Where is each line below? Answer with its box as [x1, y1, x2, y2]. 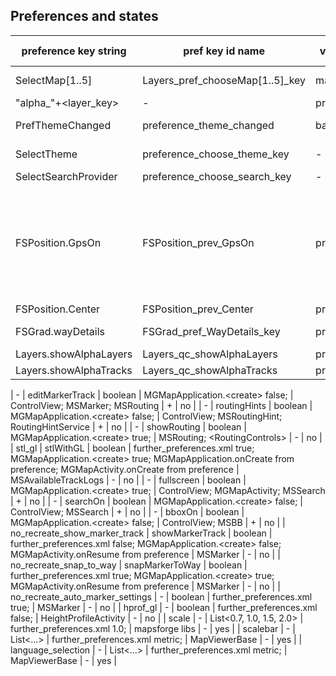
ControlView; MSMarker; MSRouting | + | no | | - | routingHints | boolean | [10, 399, 313, 411]
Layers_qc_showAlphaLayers [142, 347, 278, 361]
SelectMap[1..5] [15, 73, 93, 87]
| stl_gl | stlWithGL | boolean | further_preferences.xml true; [10, 442, 255, 454]
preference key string [21, 44, 127, 58]
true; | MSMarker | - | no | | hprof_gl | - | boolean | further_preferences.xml [10, 601, 318, 613]
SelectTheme [15, 147, 78, 161]
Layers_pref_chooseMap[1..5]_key [142, 73, 307, 87]
